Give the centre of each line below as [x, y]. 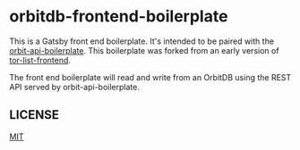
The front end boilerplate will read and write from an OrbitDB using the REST [150, 77]
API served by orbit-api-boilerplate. [75, 87]
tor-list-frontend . [40, 60]
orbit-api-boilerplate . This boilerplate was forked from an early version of [144, 50]
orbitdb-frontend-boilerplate [119, 17]
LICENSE [34, 115]
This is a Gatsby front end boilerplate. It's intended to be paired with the [142, 41]
